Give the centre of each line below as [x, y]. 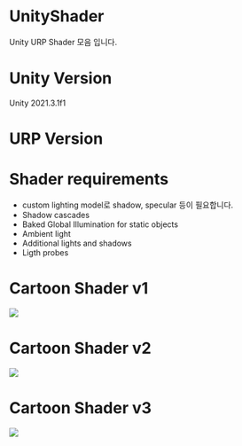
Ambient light [46, 234]
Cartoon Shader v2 [81, 348]
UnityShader [57, 16]
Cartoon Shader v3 [81, 408]
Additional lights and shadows [77, 243]
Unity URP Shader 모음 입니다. [63, 42]
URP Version [56, 139]
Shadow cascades [56, 215]
